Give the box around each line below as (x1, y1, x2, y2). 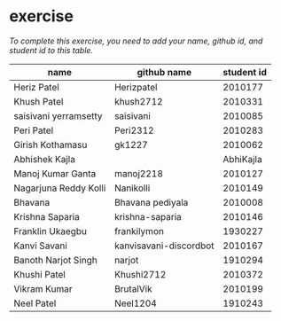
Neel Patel (13, 297, 57, 309)
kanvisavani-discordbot (113, 239, 215, 252)
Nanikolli (113, 182, 151, 194)
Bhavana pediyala (113, 196, 189, 208)
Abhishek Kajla (13, 153, 75, 165)
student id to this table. (9, 44, 94, 55)
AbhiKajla (222, 153, 263, 165)
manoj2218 (113, 167, 164, 179)
